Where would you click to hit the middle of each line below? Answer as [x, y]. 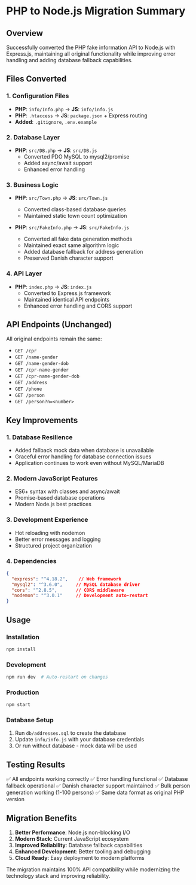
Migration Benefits [42, 818]
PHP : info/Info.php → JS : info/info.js [64, 109]
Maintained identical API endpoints [67, 299]
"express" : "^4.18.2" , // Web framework [66, 579]
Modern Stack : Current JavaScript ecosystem [72, 839]
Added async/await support [58, 163]
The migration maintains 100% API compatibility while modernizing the [93, 869]
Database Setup [30, 720]
